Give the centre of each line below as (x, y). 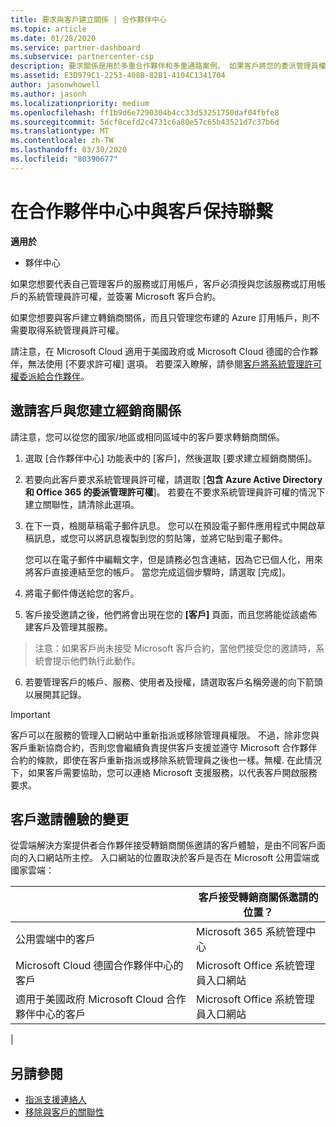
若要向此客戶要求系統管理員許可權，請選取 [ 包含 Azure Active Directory (173, 479)
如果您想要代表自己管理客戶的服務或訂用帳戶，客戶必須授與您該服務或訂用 (163, 283)
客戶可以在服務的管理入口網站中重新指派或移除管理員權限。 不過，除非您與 (165, 735)
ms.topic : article (48, 29)
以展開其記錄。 (55, 694)
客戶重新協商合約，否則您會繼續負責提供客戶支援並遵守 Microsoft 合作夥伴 (164, 747)
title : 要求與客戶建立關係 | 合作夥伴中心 (88, 19)
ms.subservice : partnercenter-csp (82, 57)
